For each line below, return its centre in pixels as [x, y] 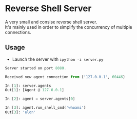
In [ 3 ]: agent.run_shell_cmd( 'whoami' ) [46, 108]
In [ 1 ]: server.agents [28, 85]
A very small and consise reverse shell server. [51, 22]
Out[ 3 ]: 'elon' [20, 112]
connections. [18, 32]
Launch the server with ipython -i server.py [58, 59]
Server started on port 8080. [36, 68]
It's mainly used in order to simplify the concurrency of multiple [69, 27]
